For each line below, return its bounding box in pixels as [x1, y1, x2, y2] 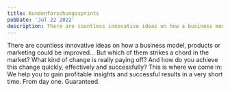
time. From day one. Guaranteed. [7, 78, 101, 86]
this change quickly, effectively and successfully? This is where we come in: [7, 63, 222, 72]
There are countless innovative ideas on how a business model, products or [7, 42, 221, 50]
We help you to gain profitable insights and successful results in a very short [7, 70, 223, 78]
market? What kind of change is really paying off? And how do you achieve [7, 56, 218, 64]
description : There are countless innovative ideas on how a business [7, 22, 213, 29]
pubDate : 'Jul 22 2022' [7, 16, 75, 23]
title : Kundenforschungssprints [7, 10, 99, 17]
